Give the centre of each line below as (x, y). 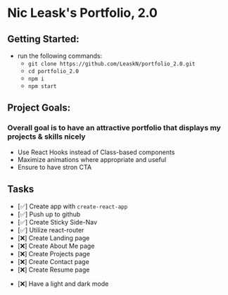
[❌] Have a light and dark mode (63, 284)
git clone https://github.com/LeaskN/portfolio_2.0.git (112, 64)
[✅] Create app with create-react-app (72, 206)
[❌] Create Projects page (53, 253)
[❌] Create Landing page (53, 238)
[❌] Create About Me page (56, 246)
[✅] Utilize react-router (51, 230)
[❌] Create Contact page (53, 261)
